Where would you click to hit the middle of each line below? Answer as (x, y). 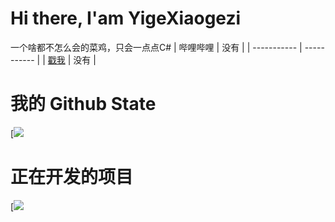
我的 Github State (83, 104)
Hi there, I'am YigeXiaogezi (126, 18)
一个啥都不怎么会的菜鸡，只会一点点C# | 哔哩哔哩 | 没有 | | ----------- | (156, 47)
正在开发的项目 (72, 177)
